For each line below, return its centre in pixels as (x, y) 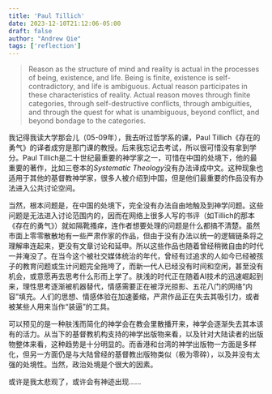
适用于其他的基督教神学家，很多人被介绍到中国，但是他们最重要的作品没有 (132, 178)
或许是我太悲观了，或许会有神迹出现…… (75, 382)
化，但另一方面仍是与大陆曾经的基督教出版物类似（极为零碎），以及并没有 (131, 354)
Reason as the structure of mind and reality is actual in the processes (144, 69)
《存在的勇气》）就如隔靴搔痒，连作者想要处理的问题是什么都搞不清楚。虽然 (134, 226)
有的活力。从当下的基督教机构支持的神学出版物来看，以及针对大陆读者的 (129, 334)
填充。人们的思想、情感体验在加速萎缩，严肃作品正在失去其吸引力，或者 (140, 297)
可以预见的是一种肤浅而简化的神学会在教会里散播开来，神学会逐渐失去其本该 (136, 324)
